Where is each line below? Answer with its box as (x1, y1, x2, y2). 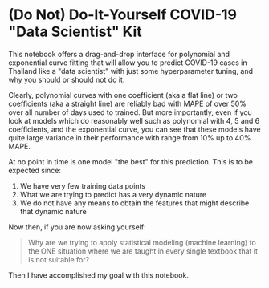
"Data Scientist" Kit (8, 22, 142, 41)
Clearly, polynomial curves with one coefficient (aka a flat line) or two (8, 90, 238, 99)
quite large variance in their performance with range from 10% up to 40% (8, 132, 251, 142)
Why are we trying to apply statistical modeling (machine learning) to (27, 237, 257, 247)
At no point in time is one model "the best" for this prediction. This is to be (8, 156, 253, 166)
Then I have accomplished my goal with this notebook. (8, 270, 189, 280)
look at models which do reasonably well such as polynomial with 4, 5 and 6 (8, 116, 260, 125)
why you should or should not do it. (8, 75, 125, 84)
